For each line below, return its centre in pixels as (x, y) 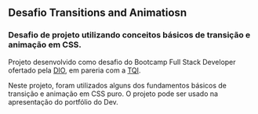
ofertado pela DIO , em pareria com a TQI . (74, 70)
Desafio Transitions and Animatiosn (97, 13)
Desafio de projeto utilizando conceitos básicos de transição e (129, 35)
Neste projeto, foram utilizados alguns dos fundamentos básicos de (118, 85)
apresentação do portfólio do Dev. (64, 102)
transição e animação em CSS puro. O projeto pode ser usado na (113, 94)
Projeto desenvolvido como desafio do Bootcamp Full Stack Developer (122, 62)
